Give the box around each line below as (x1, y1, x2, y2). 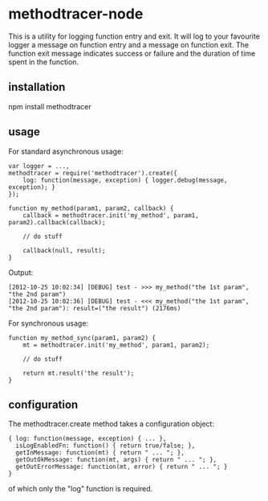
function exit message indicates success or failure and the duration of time (8, 48, 256, 58)
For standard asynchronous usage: (8, 146, 124, 156)
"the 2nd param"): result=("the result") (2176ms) (8, 304, 181, 312)
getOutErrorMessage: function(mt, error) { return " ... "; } (15, 463, 228, 471)
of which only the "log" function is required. (8, 484, 153, 494)
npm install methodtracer (8, 101, 91, 111)
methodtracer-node (8, 5, 144, 23)
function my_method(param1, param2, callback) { (8, 204, 174, 212)
